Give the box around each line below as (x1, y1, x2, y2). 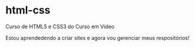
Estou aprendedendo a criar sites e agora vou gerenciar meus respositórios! (5, 34, 190, 41)
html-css (5, 4, 51, 17)
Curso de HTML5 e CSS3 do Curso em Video (5, 23, 115, 30)
